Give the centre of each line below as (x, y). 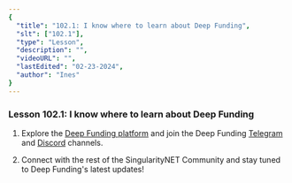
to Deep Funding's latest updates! (83, 169)
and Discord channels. (62, 142)
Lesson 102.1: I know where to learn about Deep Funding (131, 114)
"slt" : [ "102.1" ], (50, 34)
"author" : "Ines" (48, 75)
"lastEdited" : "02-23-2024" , (70, 67)
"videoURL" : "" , (46, 58)
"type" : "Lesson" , (50, 42)
